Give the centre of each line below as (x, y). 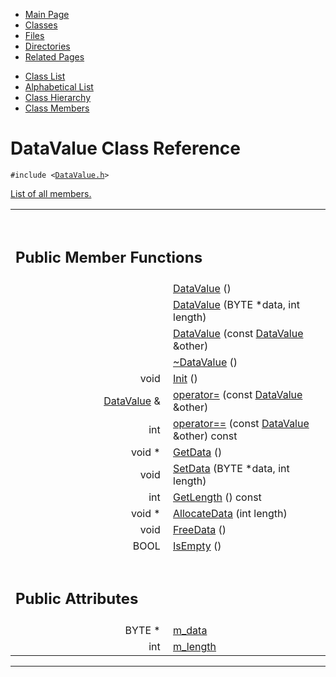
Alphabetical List (59, 87)
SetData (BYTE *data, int (231, 469)
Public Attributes (77, 599)
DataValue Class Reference (126, 148)
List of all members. (51, 193)
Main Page (47, 14)
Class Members (57, 108)
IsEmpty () (197, 546)
